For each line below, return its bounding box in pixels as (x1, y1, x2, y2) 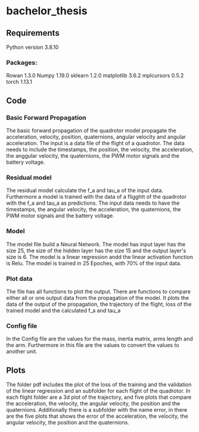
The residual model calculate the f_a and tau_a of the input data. (6, 187, 164, 194)
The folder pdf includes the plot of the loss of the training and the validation (6, 381, 192, 388)
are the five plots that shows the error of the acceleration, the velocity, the (6, 412, 189, 420)
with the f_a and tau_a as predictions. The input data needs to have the (6, 199, 180, 206)
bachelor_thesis (6, 4, 88, 18)
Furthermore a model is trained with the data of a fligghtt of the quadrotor (6, 193, 186, 201)
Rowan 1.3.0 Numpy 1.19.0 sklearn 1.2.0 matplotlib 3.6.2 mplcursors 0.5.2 (6, 72, 184, 79)
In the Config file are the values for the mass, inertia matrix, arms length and (6, 335, 194, 343)
